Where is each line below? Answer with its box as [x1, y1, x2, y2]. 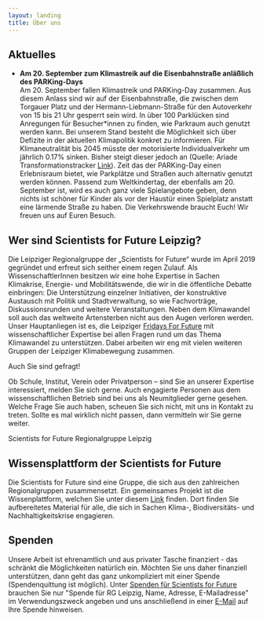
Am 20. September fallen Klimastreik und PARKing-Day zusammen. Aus [19, 86, 251, 95]
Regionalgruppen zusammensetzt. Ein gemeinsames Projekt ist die [8, 485, 224, 495]
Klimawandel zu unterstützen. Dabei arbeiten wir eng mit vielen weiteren [8, 338, 243, 348]
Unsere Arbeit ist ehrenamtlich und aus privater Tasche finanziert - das [8, 554, 238, 564]
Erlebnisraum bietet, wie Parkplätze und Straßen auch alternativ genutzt [19, 169, 253, 179]
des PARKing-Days [19, 77, 84, 86]
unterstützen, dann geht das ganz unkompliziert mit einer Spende [8, 571, 221, 580]
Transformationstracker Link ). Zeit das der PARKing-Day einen [19, 160, 221, 170]
